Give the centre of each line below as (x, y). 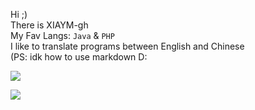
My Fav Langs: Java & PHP (62, 35)
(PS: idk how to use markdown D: (79, 57)
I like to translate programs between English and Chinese (127, 46)
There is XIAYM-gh (49, 25)
